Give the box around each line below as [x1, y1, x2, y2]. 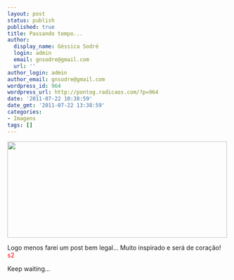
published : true [7, 23, 55, 30]
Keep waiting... [7, 265, 51, 273]
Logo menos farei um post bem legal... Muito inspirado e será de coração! [7, 243, 221, 252]
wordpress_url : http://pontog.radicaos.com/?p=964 [7, 89, 159, 96]
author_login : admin [7, 69, 68, 76]
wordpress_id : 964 [7, 82, 61, 89]
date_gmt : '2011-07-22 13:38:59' [7, 102, 105, 109]
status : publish [7, 17, 55, 24]
